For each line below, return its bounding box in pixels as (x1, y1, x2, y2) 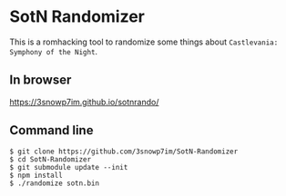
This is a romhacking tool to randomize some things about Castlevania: (9, 36, 279, 47)
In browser (9, 73, 72, 88)
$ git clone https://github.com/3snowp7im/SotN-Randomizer (9, 147, 239, 156)
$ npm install (9, 171, 64, 180)
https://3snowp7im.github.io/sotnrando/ (9, 96, 159, 107)
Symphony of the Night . (9, 45, 98, 56)
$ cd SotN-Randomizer (9, 154, 92, 164)
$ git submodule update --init (9, 162, 128, 171)
